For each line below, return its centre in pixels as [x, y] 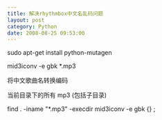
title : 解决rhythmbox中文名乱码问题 [55, 14]
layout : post [26, 20]
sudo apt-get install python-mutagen [60, 53]
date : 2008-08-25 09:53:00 [46, 33]
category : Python [32, 26]
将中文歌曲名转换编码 [37, 80]
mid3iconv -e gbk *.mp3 [42, 66]
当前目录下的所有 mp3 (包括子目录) [57, 95]
